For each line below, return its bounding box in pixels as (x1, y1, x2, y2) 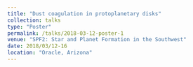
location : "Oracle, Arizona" (7, 50, 93, 57)
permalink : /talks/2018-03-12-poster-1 (7, 29, 124, 37)
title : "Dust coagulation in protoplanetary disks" (7, 10, 161, 17)
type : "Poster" (7, 23, 52, 30)
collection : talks (7, 17, 61, 24)
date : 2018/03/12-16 (7, 43, 68, 50)
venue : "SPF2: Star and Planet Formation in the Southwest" (7, 36, 187, 43)
